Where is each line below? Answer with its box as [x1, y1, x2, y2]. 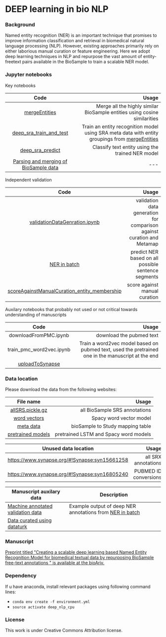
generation [133, 209, 159, 216]
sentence [136, 267, 159, 274]
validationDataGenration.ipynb [29, 218, 100, 225]
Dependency [5, 572, 37, 579]
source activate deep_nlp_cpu [12, 604, 75, 610]
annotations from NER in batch [69, 509, 140, 516]
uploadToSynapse [18, 360, 60, 367]
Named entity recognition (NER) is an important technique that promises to [5, 32, 157, 38]
